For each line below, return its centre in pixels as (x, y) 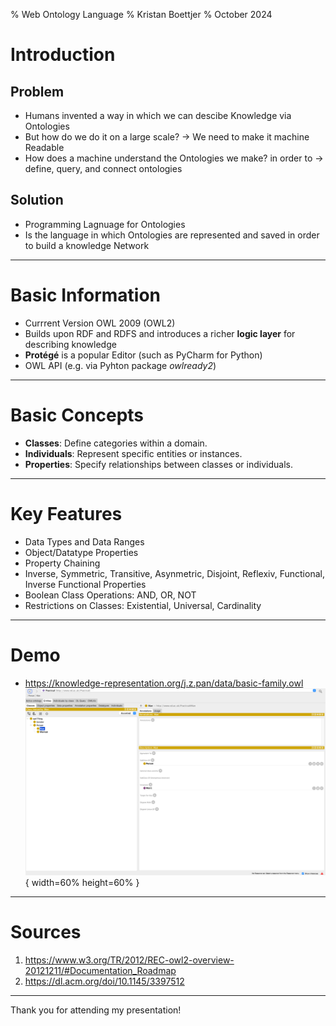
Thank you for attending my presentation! (96, 1010)
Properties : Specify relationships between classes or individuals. (158, 464)
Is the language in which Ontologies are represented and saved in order (172, 235)
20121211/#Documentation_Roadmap (100, 970)
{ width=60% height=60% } (82, 882)
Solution (37, 200)
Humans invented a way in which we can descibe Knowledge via (158, 115)
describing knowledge (70, 344)
